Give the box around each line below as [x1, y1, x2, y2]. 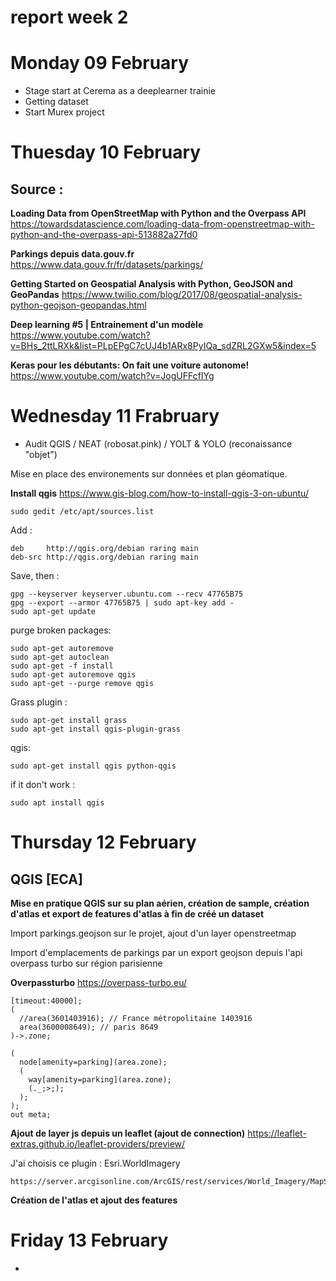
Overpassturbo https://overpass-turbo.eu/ [10, 977, 188, 989]
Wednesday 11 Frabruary [10, 405, 220, 428]
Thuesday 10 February [10, 141, 202, 164]
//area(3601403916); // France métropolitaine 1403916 [19, 1014, 253, 1024]
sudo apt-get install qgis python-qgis [10, 761, 177, 771]
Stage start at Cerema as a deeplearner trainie [24, 85, 216, 97]
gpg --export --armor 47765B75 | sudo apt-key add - [10, 598, 235, 608]
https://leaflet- [247, 1127, 307, 1140]
